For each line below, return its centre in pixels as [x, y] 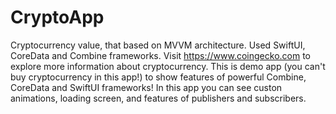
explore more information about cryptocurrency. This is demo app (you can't [168, 66]
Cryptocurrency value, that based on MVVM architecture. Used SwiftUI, [158, 45]
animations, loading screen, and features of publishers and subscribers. [158, 98]
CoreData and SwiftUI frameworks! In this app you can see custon [146, 87]
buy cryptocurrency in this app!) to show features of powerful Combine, [158, 77]
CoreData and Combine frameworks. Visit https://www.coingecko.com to [160, 55]
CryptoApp [57, 17]
